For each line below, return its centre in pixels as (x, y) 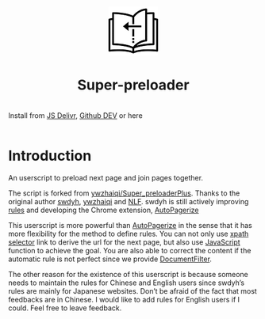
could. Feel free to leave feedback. (65, 308)
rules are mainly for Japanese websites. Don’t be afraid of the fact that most (133, 291)
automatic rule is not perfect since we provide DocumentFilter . (110, 259)
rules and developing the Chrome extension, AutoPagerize (104, 210)
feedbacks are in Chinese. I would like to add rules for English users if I (124, 299)
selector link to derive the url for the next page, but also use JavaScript (124, 242)
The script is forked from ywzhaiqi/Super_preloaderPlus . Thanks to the (124, 193)
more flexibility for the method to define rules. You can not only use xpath (129, 234)
